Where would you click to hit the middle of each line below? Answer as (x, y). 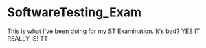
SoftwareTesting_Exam (75, 13)
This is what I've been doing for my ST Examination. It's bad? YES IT (104, 31)
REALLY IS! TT (27, 38)
